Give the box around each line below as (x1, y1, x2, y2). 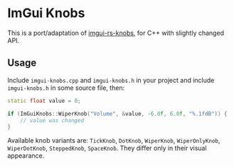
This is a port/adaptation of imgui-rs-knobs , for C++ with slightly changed (7, 29, 225, 37)
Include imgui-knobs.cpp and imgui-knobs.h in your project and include (7, 76, 215, 84)
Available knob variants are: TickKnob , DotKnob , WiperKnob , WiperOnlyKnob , (7, 136, 220, 145)
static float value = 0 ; (7, 97, 81, 104)
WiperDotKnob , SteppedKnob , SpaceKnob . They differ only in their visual (7, 144, 208, 153)
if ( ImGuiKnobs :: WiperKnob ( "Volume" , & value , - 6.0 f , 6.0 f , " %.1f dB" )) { (7, 110, 228, 117)
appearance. (7, 151, 45, 160)
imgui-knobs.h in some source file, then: (7, 83, 125, 92)
